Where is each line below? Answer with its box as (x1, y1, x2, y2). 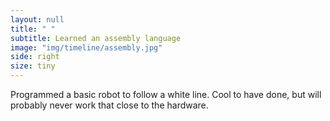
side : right (10, 52, 60, 62)
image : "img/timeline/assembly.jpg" (10, 42, 163, 53)
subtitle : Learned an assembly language (10, 33, 182, 43)
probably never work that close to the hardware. (10, 99, 209, 111)
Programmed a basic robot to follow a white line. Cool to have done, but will (10, 89, 322, 100)
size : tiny (10, 61, 56, 71)
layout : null (10, 14, 65, 25)
